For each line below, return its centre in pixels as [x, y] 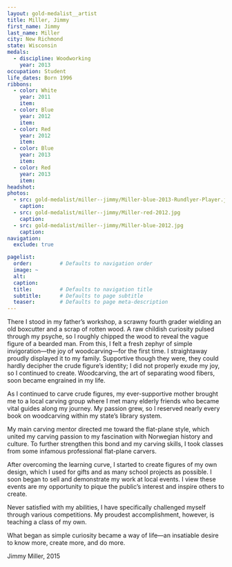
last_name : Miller [33, 33]
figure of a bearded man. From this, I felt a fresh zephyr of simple [100, 344]
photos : [18, 193]
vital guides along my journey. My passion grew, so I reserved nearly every [114, 409]
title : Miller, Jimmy [38, 20]
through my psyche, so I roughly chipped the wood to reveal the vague [108, 336]
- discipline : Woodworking [52, 59]
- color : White [35, 90]
